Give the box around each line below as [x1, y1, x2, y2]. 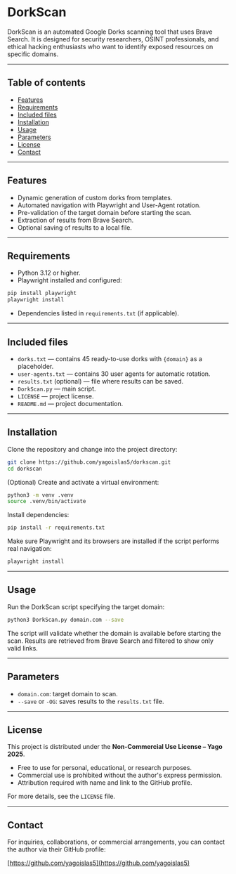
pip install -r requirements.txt [7, 524, 105, 531]
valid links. [7, 644, 39, 652]
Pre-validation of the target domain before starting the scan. [17, 208, 192, 216]
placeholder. [17, 362, 54, 370]
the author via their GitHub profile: [7, 845, 107, 854]
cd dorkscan [7, 465, 42, 472]
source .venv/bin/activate [7, 498, 86, 505]
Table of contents [7, 77, 86, 89]
